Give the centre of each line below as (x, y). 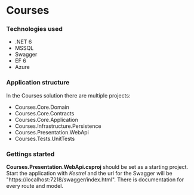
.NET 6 (23, 42)
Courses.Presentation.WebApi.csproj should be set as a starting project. (97, 167)
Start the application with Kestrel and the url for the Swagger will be (89, 174)
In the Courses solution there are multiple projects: (68, 95)
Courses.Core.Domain (42, 107)
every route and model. (35, 186)
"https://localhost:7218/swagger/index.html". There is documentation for (95, 180)
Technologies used (34, 29)
